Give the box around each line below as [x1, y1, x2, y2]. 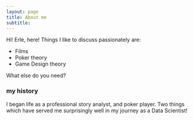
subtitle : [6, 20, 31, 26]
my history [6, 87, 38, 96]
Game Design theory [14, 60, 67, 67]
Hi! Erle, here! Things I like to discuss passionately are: [6, 36, 141, 44]
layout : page [6, 8, 39, 15]
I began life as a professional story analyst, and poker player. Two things [6, 100, 185, 107]
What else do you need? [6, 72, 66, 79]
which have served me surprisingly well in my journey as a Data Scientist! [6, 107, 188, 114]
